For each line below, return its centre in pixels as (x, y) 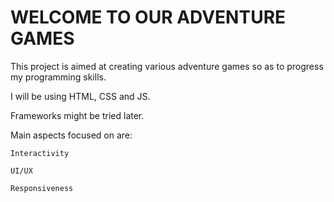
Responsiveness (42, 188)
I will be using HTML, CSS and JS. (80, 96)
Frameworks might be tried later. (77, 115)
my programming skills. (58, 77)
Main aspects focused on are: (71, 135)
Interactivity (40, 153)
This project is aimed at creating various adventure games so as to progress (167, 66)
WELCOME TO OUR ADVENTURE (148, 17)
